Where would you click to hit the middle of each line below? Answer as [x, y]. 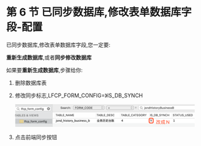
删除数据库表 [31, 83]
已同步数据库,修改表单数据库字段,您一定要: [58, 45]
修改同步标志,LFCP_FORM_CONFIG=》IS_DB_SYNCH [79, 95]
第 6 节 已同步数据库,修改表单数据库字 [99, 12]
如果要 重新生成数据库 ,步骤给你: [45, 70]
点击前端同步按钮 [36, 137]
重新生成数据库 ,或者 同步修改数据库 [49, 57]
